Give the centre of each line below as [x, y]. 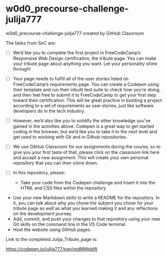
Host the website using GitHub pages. [52, 230]
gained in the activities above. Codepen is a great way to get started [83, 126]
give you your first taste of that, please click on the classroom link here [86, 152]
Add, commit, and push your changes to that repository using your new [87, 219]
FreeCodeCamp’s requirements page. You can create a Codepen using [86, 84]
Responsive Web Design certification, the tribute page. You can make [85, 58]
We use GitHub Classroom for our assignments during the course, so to [87, 147]
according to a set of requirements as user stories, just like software [83, 106]
